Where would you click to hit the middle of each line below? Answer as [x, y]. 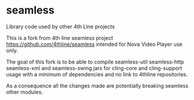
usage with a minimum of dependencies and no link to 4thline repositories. [97, 74]
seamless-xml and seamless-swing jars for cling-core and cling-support [94, 68]
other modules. [25, 92]
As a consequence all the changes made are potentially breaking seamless [97, 85]
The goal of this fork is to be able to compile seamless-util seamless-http [95, 62]
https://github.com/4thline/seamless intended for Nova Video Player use [94, 44]
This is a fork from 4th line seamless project [60, 38]
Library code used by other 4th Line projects [61, 26]
